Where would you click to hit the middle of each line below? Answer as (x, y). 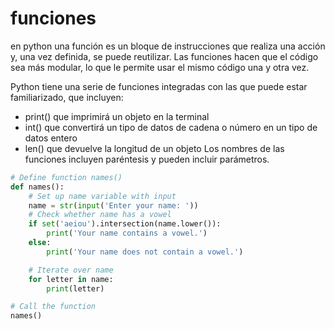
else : (40, 243)
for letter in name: (71, 279)
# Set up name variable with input (102, 196)
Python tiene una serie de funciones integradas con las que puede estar (159, 86)
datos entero (51, 138)
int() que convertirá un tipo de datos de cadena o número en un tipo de (171, 127)
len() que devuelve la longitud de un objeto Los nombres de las (154, 148)
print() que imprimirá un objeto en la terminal (117, 116)
